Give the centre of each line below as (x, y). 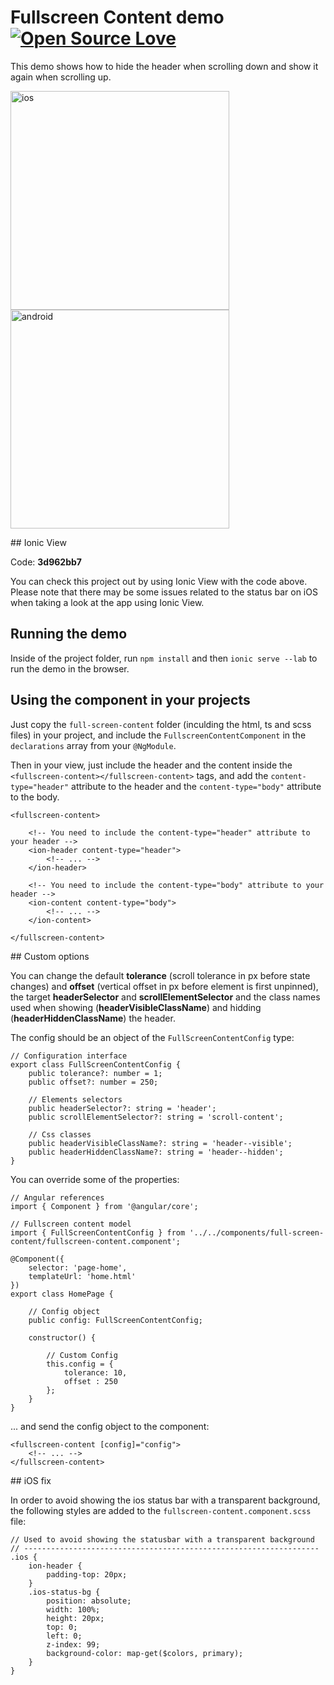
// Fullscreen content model (71, 1224)
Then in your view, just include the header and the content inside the (151, 765)
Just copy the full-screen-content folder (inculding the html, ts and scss (161, 724)
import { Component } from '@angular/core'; (104, 1206)
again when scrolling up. (61, 77)
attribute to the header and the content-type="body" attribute (196, 786)
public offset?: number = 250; (93, 1082)
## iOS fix (31, 1480)
